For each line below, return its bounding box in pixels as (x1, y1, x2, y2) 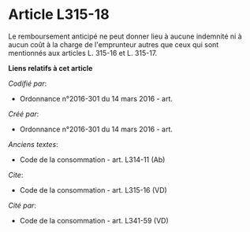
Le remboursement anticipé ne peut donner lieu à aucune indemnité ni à (8, 31, 242, 41)
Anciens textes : (8, 139, 59, 149)
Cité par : (8, 201, 37, 210)
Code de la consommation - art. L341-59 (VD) (19, 215, 170, 225)
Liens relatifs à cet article (8, 63, 93, 72)
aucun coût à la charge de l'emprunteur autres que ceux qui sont (8, 39, 219, 49)
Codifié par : (8, 79, 47, 88)
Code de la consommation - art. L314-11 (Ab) (19, 155, 166, 164)
